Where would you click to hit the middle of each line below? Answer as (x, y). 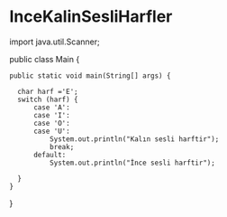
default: (50, 155)
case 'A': (51, 107)
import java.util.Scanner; (55, 42)
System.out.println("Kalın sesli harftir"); (134, 139)
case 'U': (51, 131)
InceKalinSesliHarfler (91, 17)
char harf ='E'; (48, 91)
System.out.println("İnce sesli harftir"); (132, 163)
